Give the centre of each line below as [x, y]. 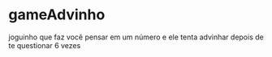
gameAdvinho [57, 15]
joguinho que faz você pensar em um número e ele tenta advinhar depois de [136, 37]
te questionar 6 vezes [45, 45]
